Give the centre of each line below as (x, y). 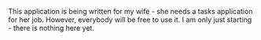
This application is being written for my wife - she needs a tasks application (130, 11)
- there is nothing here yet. (51, 28)
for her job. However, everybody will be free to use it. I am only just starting (130, 20)
